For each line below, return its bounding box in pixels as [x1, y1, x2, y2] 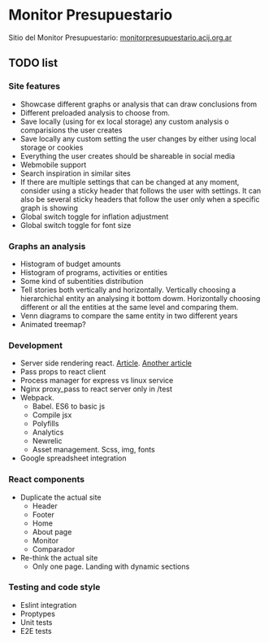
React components [8, 474, 85, 485]
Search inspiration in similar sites [20, 168, 132, 178]
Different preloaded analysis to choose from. [20, 107, 171, 117]
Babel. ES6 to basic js [32, 401, 106, 412]
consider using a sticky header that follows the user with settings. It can [20, 186, 262, 195]
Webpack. [20, 393, 54, 403]
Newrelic [32, 436, 63, 446]
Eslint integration [20, 600, 77, 609]
